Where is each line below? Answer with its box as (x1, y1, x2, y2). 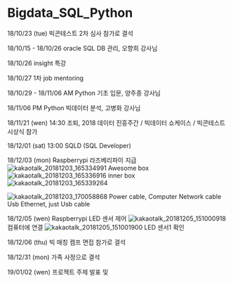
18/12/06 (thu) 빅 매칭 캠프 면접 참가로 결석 (7, 237, 126, 246)
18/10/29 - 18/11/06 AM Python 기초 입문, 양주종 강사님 (7, 88, 161, 97)
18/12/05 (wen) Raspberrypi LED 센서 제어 (7, 214, 127, 223)
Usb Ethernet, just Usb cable (7, 199, 91, 208)
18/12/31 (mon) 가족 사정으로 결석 (7, 253, 100, 261)
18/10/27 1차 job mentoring (7, 74, 84, 82)
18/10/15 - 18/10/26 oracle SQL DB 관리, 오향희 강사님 (7, 44, 158, 52)
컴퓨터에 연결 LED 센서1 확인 (7, 223, 185, 231)
